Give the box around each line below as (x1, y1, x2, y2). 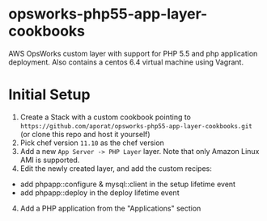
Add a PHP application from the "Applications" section (19, 203, 201, 213)
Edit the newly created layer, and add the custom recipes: (19, 163, 213, 173)
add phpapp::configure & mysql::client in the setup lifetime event (19, 179, 236, 189)
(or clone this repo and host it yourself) (19, 129, 151, 139)
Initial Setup (8, 85, 91, 104)
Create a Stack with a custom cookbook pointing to (19, 112, 192, 122)
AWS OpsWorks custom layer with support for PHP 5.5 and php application (8, 48, 258, 58)
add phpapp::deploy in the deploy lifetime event (19, 187, 180, 198)
